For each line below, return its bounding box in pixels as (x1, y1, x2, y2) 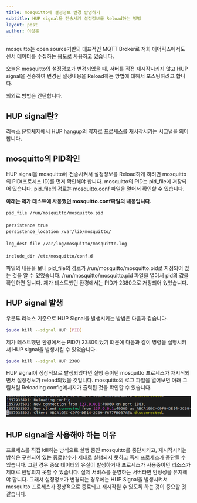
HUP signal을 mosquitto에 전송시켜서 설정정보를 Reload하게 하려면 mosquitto (6, 170, 186, 177)
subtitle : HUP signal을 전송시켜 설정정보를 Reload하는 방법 (6, 15, 141, 22)
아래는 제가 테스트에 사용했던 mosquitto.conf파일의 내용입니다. (6, 197, 152, 204)
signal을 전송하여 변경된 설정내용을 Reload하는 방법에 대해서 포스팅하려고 (6, 73, 175, 80)
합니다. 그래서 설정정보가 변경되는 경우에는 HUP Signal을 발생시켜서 (12, 476, 168, 483)
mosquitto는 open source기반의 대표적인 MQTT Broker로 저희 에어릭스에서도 (6, 46, 186, 53)
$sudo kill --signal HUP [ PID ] (6, 327, 83, 333)
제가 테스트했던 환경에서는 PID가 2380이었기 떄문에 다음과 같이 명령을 (6, 338, 167, 345)
